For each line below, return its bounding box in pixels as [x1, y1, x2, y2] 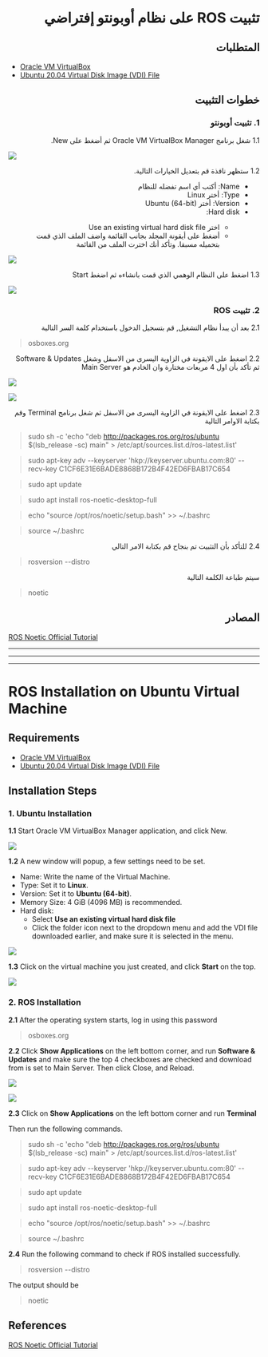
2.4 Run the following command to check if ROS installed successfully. [8, 1249, 241, 1259]
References [8, 1319, 67, 1332]
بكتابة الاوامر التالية [204, 416, 260, 426]
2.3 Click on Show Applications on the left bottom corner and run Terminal [8, 1108, 257, 1118]
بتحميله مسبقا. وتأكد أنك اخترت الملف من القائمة [76, 239, 220, 248]
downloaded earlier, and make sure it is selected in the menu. [31, 931, 234, 941]
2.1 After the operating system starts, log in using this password [8, 1015, 218, 1025]
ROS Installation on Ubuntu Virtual [8, 682, 240, 700]
